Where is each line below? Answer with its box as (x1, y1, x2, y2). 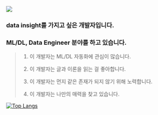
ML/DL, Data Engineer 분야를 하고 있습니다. (6, 38, 127, 47)
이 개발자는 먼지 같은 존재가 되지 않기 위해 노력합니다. (29, 78, 153, 85)
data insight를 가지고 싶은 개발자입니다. (6, 21, 114, 29)
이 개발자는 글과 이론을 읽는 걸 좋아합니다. (29, 65, 126, 73)
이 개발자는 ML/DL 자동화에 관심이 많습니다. (29, 53, 131, 60)
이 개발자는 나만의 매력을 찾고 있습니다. (29, 91, 120, 98)
